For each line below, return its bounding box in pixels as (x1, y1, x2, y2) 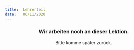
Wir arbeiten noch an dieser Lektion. (38, 28, 129, 35)
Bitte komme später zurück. (55, 39, 112, 45)
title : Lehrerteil (5, 7, 46, 12)
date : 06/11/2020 (5, 12, 46, 17)
